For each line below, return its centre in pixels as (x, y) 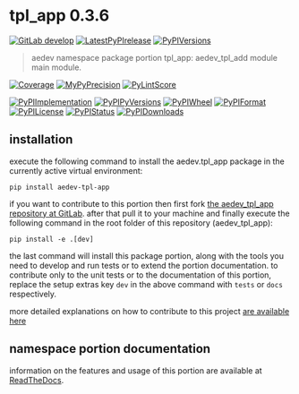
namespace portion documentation (110, 349)
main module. (56, 67)
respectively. (33, 294)
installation (41, 140)
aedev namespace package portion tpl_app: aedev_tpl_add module (154, 57)
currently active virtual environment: (76, 170)
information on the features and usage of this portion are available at (136, 370)
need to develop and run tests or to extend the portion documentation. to (144, 265)
